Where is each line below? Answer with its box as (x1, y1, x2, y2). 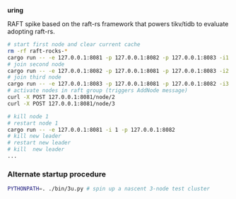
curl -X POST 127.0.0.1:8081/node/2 (7, 93, 115, 101)
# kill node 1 (7, 113, 49, 120)
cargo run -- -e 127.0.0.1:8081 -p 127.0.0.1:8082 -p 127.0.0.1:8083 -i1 (7, 54, 230, 61)
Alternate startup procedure (7, 169, 106, 179)
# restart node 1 (7, 120, 59, 127)
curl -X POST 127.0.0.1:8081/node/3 (7, 100, 115, 107)
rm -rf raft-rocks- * (7, 47, 69, 55)
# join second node (7, 60, 65, 68)
